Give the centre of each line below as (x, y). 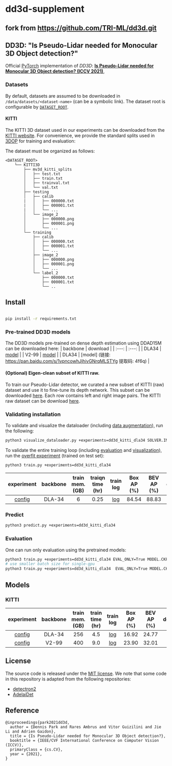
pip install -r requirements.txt (41, 319)
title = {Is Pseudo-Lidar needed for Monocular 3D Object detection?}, (88, 736)
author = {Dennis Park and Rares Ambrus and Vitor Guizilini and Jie (85, 727)
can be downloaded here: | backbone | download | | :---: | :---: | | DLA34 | (83, 349)
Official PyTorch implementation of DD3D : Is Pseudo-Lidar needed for (80, 66)
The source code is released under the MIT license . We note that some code (86, 673)
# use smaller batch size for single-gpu (50, 564)
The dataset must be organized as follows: (50, 151)
